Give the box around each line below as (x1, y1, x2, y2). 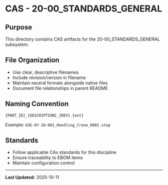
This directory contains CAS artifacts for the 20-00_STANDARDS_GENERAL (5, 36, 160, 42)
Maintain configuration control (12, 160, 75, 166)
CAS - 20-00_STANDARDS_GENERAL (5, 3, 162, 14)
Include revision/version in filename (12, 74, 86, 80)
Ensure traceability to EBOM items (12, 154, 83, 160)
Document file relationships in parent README (12, 85, 108, 91)
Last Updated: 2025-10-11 (5, 174, 59, 180)
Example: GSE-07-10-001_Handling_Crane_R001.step (5, 121, 111, 127)
